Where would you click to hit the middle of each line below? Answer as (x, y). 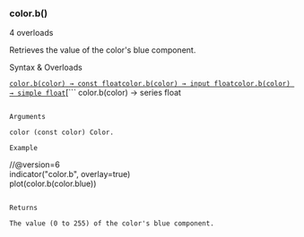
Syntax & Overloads (46, 68)
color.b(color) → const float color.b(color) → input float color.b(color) (150, 84)
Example (24, 148)
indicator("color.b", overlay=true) (70, 174)
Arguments (28, 117)
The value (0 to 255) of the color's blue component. (112, 224)
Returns (24, 208)
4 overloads (31, 33)
